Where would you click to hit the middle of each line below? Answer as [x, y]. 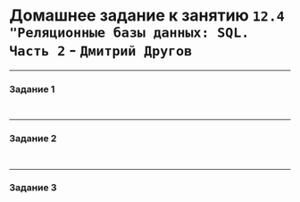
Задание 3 [33, 188]
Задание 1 [32, 88]
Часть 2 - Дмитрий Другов [101, 50]
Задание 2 [33, 139]
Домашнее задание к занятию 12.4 [147, 16]
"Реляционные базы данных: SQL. [129, 33]
